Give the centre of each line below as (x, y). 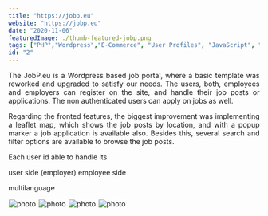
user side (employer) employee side (67, 173)
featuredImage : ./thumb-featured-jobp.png (80, 38)
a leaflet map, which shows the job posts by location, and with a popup (134, 125)
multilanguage (32, 188)
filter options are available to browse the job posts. (91, 141)
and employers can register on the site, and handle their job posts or (134, 92)
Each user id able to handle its (58, 157)
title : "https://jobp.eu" (51, 16)
